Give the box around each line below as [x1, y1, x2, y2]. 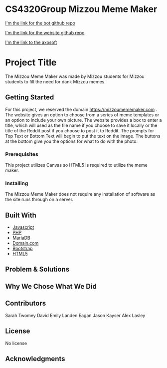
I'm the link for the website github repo [5, 29, 85, 35]
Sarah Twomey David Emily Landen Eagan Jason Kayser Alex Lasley [5, 312, 146, 318]
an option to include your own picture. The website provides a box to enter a [5, 117, 162, 123]
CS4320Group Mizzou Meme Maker [5, 3, 158, 15]
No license [5, 340, 27, 346]
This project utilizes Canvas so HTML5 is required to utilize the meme [5, 162, 148, 168]
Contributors [5, 299, 46, 308]
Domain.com [12, 240, 39, 246]
